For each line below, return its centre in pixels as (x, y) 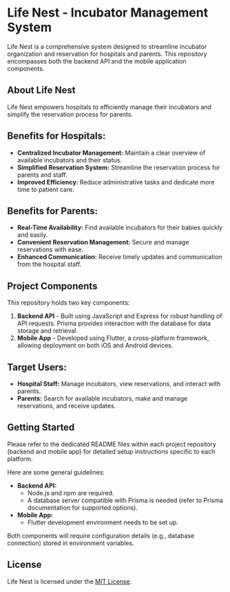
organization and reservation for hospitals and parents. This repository (107, 54)
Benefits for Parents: (53, 211)
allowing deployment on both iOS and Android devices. (95, 345)
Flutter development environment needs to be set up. (103, 522)
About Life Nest (41, 90)
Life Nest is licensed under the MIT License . (70, 581)
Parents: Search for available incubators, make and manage (102, 398)
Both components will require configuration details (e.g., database (101, 535)
